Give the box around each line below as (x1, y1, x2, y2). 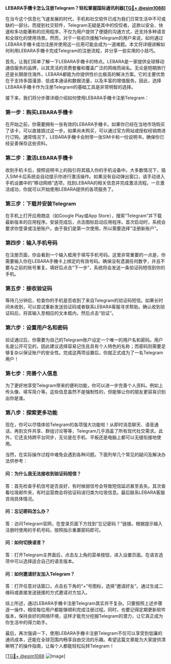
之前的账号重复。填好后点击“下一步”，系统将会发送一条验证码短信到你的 (14, 264, 165, 271)
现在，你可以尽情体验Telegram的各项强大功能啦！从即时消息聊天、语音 (5, 421, 154, 428)
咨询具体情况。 (5, 495, 37, 501)
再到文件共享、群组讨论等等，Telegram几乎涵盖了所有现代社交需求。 (14, 428, 159, 434)
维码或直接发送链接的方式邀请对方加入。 (5, 590, 90, 596)
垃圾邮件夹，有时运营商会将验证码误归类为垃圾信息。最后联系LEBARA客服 (9, 489, 165, 495)
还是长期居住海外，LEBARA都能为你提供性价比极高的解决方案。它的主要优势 (5, 71, 165, 77)
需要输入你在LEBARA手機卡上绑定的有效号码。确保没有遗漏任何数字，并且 (5, 258, 161, 264)
